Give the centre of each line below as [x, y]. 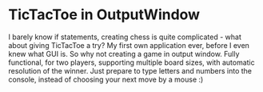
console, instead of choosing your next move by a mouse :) [106, 79]
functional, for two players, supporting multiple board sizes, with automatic [131, 62]
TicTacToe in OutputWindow [104, 15]
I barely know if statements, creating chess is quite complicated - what [125, 37]
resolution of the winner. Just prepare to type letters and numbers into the [130, 70]
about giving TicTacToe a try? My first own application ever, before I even [129, 45]
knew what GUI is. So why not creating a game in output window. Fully [124, 54]
